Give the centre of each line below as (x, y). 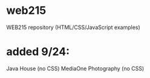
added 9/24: (38, 52)
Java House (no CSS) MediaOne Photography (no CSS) (75, 68)
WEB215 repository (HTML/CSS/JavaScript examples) (73, 27)
